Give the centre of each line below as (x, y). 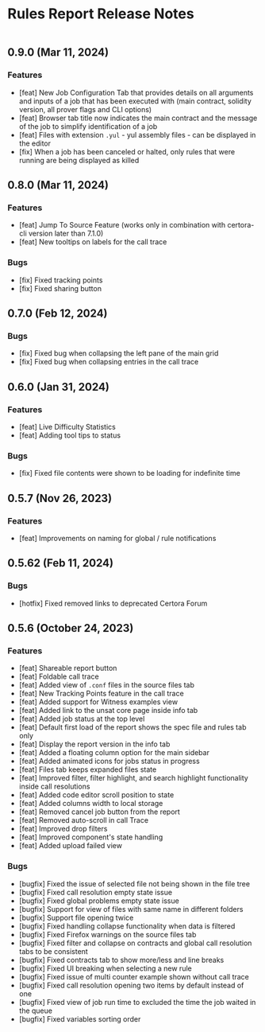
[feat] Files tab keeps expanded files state (88, 769)
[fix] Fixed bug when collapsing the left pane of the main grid (119, 353)
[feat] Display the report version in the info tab (94, 744)
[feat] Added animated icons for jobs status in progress (109, 761)
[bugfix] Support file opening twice (76, 917)
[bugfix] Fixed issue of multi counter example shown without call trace (134, 976)
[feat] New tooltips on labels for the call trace (93, 242)
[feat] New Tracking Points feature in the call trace (101, 694)
